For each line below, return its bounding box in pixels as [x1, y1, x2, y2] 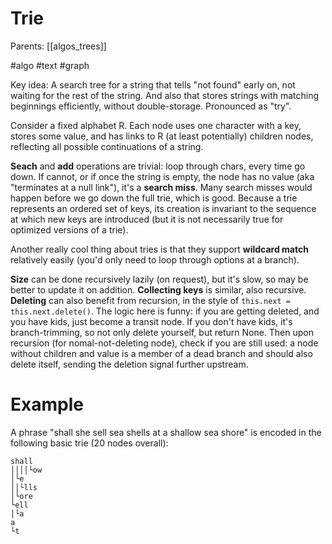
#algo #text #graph [10, 59, 90, 71]
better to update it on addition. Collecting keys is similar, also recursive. [10, 283, 307, 296]
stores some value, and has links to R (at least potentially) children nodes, [10, 130, 314, 142]
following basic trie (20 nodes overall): [10, 437, 169, 449]
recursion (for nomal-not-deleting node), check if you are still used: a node [10, 337, 319, 349]
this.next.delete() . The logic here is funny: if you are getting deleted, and [10, 305, 320, 317]
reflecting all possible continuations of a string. [10, 140, 204, 152]
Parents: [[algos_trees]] [10, 40, 107, 52]
